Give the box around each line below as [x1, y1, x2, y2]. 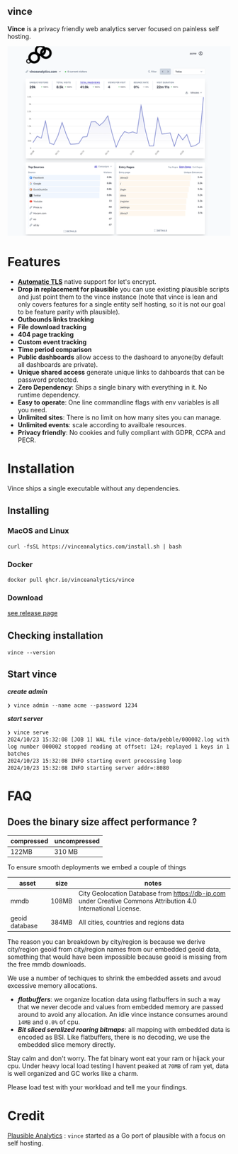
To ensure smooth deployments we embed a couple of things [7, 863, 186, 872]
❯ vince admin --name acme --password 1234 [7, 702, 138, 709]
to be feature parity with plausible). [17, 307, 120, 316]
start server [7, 714, 44, 722]
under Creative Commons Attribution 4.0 [78, 896, 197, 905]
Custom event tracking [17, 337, 87, 346]
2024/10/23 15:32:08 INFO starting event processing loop [7, 757, 182, 764]
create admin [7, 687, 48, 696]
